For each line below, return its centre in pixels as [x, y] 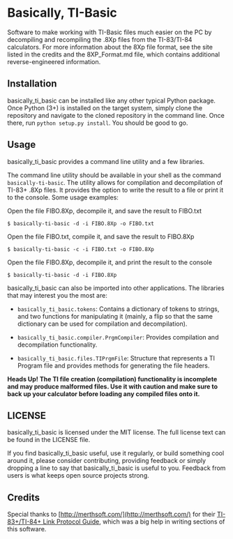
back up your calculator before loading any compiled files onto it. [104, 394]
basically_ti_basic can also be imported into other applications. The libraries [116, 288]
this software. [27, 529]
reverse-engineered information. [54, 61]
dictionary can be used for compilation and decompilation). [102, 324]
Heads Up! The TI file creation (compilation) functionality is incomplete [112, 379]
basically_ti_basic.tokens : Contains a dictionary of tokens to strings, [118, 309]
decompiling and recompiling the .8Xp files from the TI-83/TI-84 [100, 39]
